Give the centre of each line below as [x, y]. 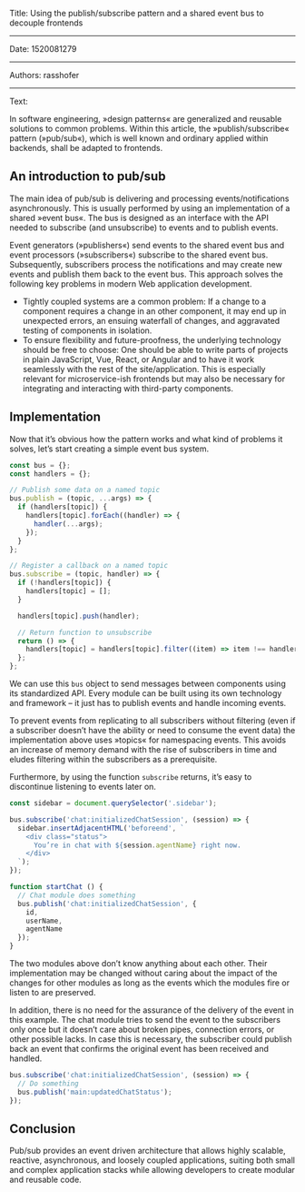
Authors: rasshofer [44, 75]
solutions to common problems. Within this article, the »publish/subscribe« [149, 128]
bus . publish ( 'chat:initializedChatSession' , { [107, 904]
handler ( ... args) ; [68, 524]
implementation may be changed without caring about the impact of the [143, 973]
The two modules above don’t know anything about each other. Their [138, 963]
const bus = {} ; [40, 465]
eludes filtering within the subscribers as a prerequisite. [113, 759]
